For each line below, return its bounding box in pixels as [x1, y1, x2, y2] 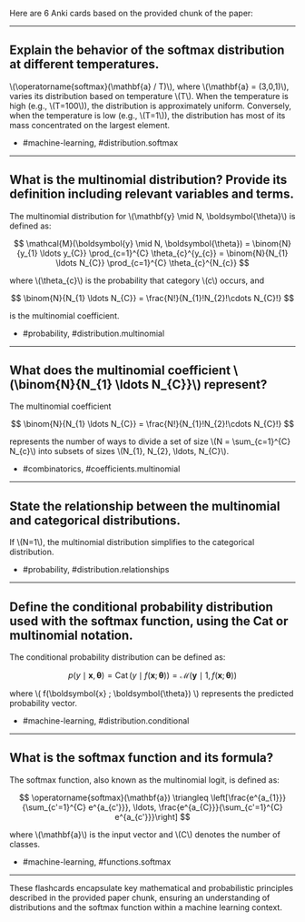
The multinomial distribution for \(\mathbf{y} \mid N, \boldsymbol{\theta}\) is [9, 210, 296, 221]
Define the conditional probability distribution [9, 599, 274, 614]
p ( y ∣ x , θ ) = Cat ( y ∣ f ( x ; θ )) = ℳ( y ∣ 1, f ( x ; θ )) [67, 670, 238, 681]
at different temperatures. [9, 56, 160, 72]
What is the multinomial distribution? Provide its [9, 172, 288, 187]
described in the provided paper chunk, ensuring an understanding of [9, 892, 271, 903]
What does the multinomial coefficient [9, 363, 231, 379]
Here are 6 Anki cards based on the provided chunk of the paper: [9, 8, 254, 18]
